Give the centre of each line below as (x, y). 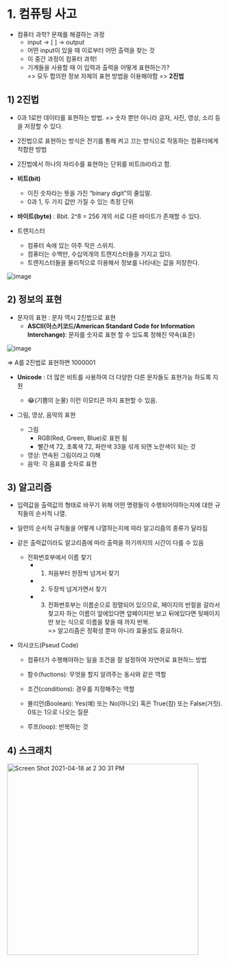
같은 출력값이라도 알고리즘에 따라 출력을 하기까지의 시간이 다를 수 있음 (110, 543)
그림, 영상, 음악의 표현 (46, 414)
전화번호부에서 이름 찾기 (60, 557)
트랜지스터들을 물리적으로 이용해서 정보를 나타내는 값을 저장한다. (113, 262)
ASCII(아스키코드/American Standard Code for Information (111, 326)
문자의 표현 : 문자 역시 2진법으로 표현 (67, 317)
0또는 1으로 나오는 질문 (58, 712)
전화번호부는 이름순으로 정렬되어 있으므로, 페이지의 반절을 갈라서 (134, 605)
